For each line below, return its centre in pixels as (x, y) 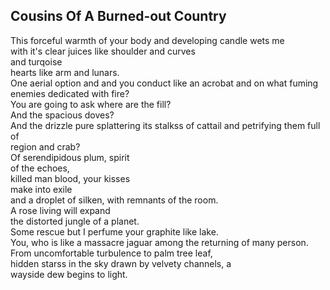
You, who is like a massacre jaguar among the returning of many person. (159, 242)
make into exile (41, 189)
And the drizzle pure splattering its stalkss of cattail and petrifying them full (165, 125)
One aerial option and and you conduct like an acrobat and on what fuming (164, 83)
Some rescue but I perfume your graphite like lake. (114, 231)
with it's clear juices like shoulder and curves (103, 51)
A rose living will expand (60, 210)
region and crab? (45, 146)
